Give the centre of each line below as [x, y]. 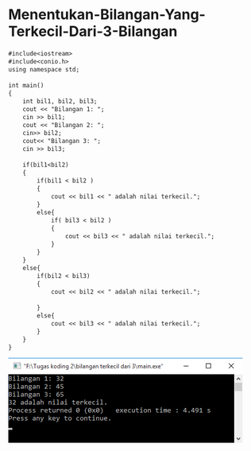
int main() [26, 85]
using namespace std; [44, 69]
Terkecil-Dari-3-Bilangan [93, 31]
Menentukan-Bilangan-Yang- [107, 15]
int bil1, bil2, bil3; [60, 101]
